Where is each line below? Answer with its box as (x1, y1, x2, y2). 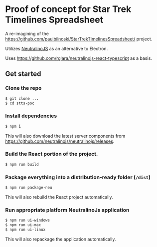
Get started (5, 70, 41, 78)
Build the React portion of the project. (5, 151, 98, 158)
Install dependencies (5, 112, 57, 119)
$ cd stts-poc (5, 101, 35, 106)
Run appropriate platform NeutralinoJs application (5, 206, 130, 213)
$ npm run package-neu (5, 185, 52, 190)
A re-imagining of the (5, 30, 49, 36)
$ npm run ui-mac (5, 223, 41, 228)
